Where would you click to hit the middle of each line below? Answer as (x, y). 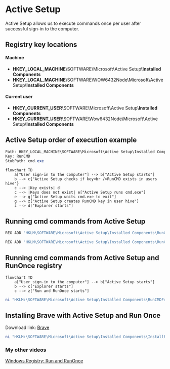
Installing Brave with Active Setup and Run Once (83, 315)
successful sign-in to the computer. (42, 28)
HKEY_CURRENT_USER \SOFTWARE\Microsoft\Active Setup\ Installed (85, 108)
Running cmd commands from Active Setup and (82, 258)
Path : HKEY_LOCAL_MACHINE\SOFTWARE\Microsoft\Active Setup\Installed (80, 152)
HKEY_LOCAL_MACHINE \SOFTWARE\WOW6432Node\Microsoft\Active (88, 80)
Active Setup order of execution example (71, 140)
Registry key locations (41, 45)
